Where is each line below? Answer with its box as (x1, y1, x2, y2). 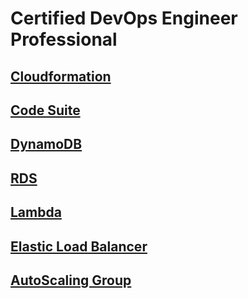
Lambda (10, 204, 62, 221)
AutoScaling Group (10, 272, 132, 289)
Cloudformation (10, 68, 112, 85)
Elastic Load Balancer (10, 238, 148, 255)
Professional (10, 28, 118, 51)
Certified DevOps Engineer (10, 7, 238, 30)
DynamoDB (10, 136, 83, 153)
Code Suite (10, 102, 81, 119)
